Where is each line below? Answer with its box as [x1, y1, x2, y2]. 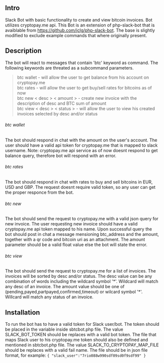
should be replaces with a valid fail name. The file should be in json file [5, 347, 148, 353]
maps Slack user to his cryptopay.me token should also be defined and [5, 337, 148, 343]
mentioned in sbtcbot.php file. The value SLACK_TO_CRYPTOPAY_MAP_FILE [5, 342, 159, 348]
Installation [5, 308, 40, 317]
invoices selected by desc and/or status [17, 111, 98, 116]
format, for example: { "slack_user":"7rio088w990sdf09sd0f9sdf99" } [5, 352, 146, 359]
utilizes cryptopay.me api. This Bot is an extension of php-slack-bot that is [5, 22, 155, 28]
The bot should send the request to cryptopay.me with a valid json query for [5, 216, 159, 222]
